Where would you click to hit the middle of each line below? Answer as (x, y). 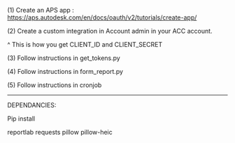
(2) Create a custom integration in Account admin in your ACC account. (110, 31)
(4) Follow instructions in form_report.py (65, 71)
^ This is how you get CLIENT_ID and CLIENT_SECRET (85, 44)
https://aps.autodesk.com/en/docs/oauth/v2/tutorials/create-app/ (102, 17)
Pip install (21, 119)
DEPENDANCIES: (32, 105)
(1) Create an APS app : (41, 10)
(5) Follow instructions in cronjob (55, 85)
